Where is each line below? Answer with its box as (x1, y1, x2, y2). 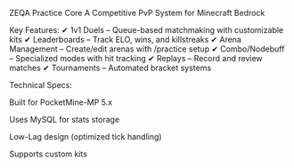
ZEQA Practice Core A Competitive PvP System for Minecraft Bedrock (9, 8, 265, 18)
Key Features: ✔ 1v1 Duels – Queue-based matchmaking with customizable (9, 25, 283, 35)
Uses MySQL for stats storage (9, 115, 120, 124)
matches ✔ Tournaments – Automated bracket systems (9, 62, 212, 73)
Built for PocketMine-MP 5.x (9, 97, 113, 108)
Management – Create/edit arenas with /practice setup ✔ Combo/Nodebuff (9, 44, 285, 54)
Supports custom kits (9, 148, 87, 159)
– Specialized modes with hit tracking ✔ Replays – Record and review (9, 53, 263, 63)
